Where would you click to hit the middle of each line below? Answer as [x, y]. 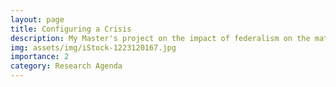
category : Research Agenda [66, 66]
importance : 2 [40, 57]
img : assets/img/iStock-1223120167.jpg [93, 47]
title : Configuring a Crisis [71, 29]
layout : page [37, 19]
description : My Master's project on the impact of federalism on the [160, 38]
